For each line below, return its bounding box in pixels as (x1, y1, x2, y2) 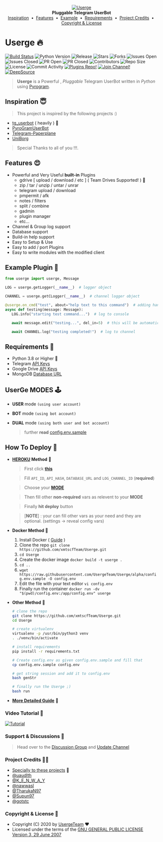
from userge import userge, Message (5, 276, 79, 281)
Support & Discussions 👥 (5, 733, 65, 740)
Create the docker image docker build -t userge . (19, 557, 123, 562)
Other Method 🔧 (12, 599, 45, 605)
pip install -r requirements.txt (12, 649, 80, 654)
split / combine (19, 203, 49, 209)
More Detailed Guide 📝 (12, 698, 59, 703)
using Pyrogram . (16, 83, 50, 89)
